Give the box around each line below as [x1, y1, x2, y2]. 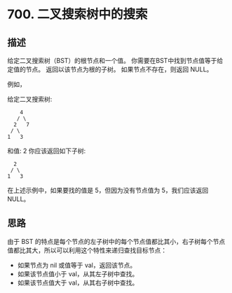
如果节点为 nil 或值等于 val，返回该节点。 [17, 261, 137, 269]
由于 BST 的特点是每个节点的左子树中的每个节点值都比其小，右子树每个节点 [7, 237, 226, 245]
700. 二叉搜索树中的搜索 [7, 6, 148, 22]
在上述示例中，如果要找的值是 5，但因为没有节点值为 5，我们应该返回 [7, 186, 209, 194]
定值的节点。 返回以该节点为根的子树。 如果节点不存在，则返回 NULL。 [7, 65, 213, 74]
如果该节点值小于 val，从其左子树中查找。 [17, 269, 139, 278]
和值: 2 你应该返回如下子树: [7, 146, 86, 155]
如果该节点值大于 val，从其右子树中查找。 [17, 278, 139, 287]
